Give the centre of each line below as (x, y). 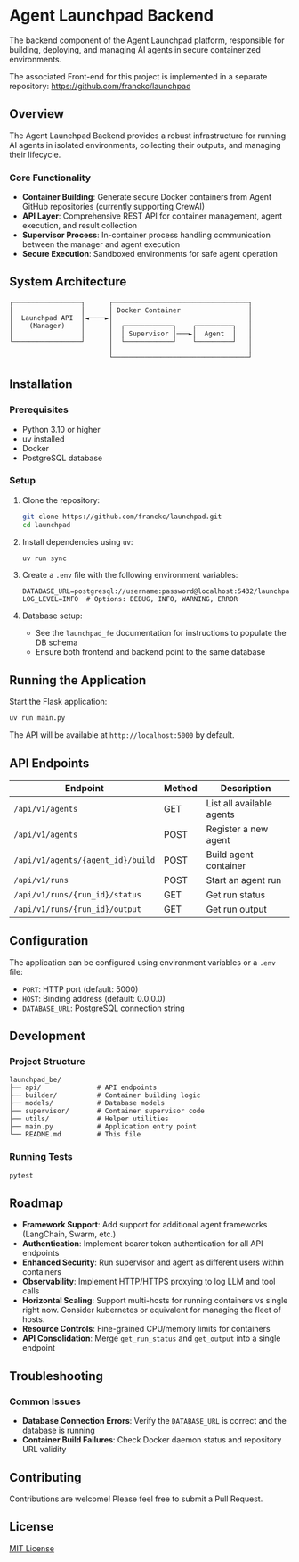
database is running (58, 1430)
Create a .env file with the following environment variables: (130, 575)
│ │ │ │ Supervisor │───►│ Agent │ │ (131, 334)
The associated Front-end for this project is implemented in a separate (138, 76)
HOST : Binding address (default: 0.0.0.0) (94, 998)
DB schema (57, 642)
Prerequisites (39, 409)
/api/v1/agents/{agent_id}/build (85, 860)
